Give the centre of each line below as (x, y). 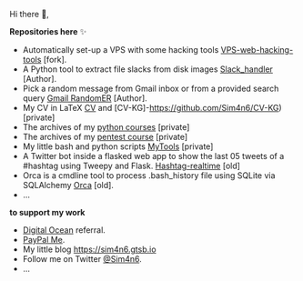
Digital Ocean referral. (64, 230)
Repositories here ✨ (48, 31)
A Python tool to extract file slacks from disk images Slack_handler (147, 69)
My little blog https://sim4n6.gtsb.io (89, 249)
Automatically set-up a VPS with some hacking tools (121, 50)
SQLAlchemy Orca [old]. (68, 185)
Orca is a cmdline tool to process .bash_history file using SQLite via (149, 176)
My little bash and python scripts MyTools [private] (118, 146)
